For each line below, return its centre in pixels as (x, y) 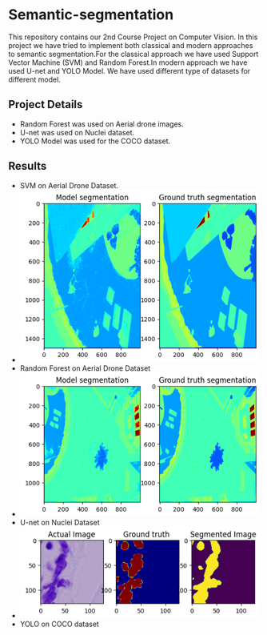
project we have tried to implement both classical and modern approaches (131, 45)
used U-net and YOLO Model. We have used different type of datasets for (130, 70)
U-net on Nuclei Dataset (60, 522)
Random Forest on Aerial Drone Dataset (85, 368)
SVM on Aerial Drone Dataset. (69, 185)
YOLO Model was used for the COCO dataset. (95, 141)
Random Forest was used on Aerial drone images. (102, 124)
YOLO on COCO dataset (60, 624)
